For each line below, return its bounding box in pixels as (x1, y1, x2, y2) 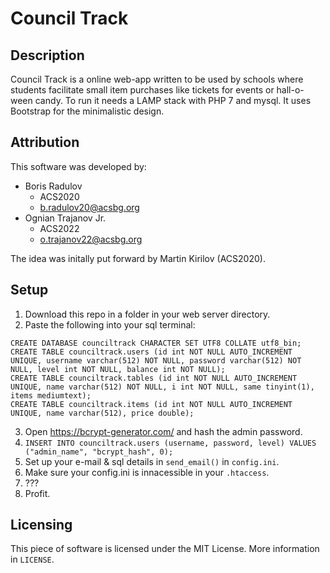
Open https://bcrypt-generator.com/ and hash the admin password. (24, 425, 303, 437)
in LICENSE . (10, 553, 55, 566)
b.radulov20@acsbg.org (39, 201, 140, 213)
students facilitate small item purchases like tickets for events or (10, 84, 275, 96)
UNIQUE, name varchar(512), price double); (10, 408, 195, 418)
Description (10, 47, 85, 64)
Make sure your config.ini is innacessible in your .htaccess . (24, 466, 270, 478)
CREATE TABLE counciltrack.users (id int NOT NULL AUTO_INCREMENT (10, 347, 293, 357)
